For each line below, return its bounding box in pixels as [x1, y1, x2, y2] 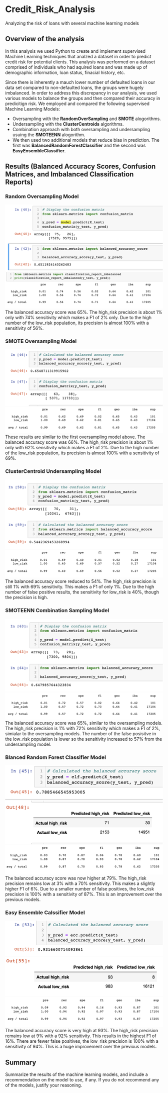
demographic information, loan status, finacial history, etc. [5, 69, 125, 75]
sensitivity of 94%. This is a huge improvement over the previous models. [5, 1044, 157, 1050]
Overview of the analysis [5, 35, 84, 43]
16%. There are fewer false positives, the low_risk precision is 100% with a [5, 1038, 158, 1044]
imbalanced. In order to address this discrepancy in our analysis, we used [5, 89, 157, 96]
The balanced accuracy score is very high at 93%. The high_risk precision [5, 1028, 158, 1034]
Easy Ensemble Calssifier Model [5, 909, 85, 916]
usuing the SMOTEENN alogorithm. [12, 132, 85, 138]
